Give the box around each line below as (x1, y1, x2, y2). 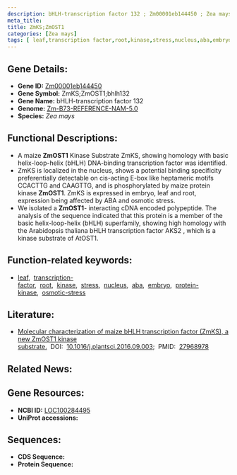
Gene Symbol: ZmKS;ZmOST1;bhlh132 (17, 89, 130, 98)
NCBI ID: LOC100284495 (17, 406, 91, 414)
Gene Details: (7, 63, 68, 75)
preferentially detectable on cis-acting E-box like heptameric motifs (17, 173, 214, 182)
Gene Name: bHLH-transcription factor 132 (17, 96, 144, 105)
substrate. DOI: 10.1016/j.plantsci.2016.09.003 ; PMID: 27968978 (17, 343, 209, 351)
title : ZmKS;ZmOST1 (7, 23, 65, 30)
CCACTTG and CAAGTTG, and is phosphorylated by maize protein (17, 181, 210, 190)
